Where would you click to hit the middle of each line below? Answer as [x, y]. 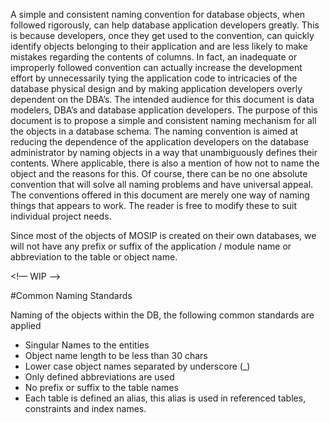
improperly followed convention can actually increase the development [156, 67]
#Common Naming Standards [71, 295]
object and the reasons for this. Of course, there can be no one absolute [159, 173]
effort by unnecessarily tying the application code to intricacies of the [154, 78]
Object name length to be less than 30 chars [116, 355]
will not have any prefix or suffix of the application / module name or [151, 246]
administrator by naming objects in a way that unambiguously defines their [164, 152]
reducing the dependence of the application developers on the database [159, 142]
